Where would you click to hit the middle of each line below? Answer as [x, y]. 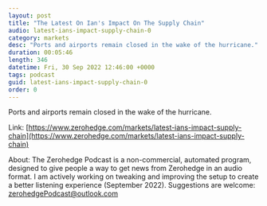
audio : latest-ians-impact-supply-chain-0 [80, 30]
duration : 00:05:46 [41, 52]
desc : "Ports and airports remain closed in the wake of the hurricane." [133, 45]
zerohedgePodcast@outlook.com [63, 194]
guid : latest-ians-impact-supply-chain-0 [78, 82]
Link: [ [19, 127]
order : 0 [23, 89]
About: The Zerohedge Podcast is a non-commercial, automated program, [130, 160]
